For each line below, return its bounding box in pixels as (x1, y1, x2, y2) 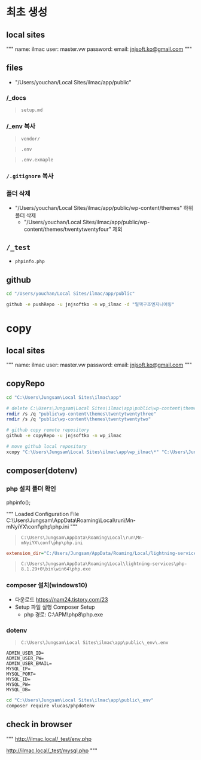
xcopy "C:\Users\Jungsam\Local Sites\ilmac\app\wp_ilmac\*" (6, 449, 160, 455)
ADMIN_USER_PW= (6, 655, 44, 661)
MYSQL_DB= (6, 686, 31, 692)
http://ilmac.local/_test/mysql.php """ (6, 747, 98, 754)
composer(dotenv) (6, 466, 78, 476)
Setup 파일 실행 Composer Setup (14, 603, 95, 611)
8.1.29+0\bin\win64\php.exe (20, 566, 91, 572)
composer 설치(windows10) (6, 581, 88, 590)
